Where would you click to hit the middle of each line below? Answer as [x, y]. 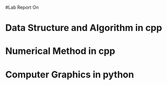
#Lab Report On [22, 7]
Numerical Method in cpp [60, 51]
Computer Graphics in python [70, 75]
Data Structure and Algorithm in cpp [84, 28]
